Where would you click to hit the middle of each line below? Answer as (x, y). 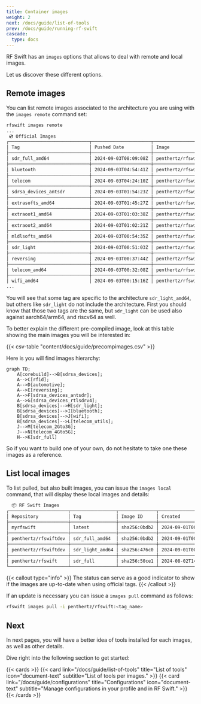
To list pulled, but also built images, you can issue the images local (89, 488)
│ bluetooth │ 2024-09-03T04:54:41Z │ (80, 169)
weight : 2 (19, 17)
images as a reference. (34, 455)
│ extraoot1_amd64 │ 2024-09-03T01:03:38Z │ (80, 214)
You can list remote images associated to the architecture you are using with (100, 108)
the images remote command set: (47, 114)
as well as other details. (35, 647)
